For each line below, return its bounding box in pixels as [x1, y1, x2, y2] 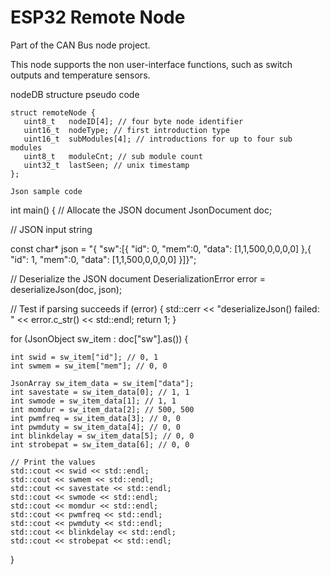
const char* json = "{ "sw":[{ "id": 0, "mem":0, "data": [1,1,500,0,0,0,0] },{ [10, 242, 312, 255]
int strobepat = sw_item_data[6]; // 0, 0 [10, 439, 190, 450]
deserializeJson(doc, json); [10, 283, 123, 295]
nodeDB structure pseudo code [10, 88, 140, 100]
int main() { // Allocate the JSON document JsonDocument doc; [10, 204, 273, 216]
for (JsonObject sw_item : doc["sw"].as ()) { [10, 332, 189, 345]
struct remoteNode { [10, 107, 97, 118]
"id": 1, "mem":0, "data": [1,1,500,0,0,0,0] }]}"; [10, 253, 197, 265]
